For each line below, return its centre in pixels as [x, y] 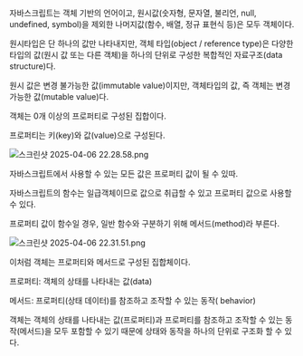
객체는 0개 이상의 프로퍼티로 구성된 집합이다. [88, 116]
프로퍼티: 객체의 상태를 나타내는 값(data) [81, 282]
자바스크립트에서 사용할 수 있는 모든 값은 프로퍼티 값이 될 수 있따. [124, 174]
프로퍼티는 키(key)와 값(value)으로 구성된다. [87, 135]
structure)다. [33, 66]
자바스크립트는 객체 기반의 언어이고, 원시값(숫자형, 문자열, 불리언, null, [133, 13]
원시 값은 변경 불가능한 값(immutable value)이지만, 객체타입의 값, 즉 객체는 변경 [150, 86]
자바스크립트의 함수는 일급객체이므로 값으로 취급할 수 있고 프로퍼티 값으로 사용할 [151, 193]
